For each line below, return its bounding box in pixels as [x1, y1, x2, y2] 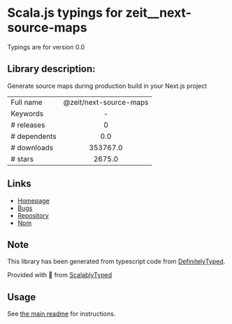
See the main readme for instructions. [7, 309, 116, 318]
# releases [10, 120, 45, 130]
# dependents [10, 131, 57, 141]
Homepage [17, 196, 50, 205]
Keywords [10, 108, 44, 118]
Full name [10, 97, 43, 107]
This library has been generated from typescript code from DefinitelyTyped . [7, 257, 226, 266]
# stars [10, 154, 34, 163]
